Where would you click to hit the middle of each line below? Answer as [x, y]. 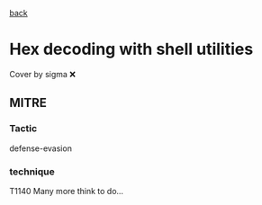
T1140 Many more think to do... [67, 191]
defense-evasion [41, 148]
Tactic [23, 129]
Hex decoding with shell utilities [131, 49]
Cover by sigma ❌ [43, 74]
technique [32, 172]
